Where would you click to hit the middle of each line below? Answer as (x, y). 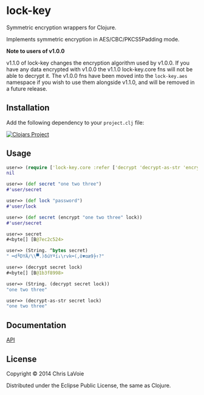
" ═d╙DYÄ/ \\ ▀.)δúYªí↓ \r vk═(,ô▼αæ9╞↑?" (55, 256)
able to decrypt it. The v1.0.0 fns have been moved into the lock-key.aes (97, 75)
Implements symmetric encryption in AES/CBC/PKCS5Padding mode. (93, 39)
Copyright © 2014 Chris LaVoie (45, 373)
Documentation (36, 325)
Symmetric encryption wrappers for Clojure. (61, 27)
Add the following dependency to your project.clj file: (75, 122)
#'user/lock (21, 206)
